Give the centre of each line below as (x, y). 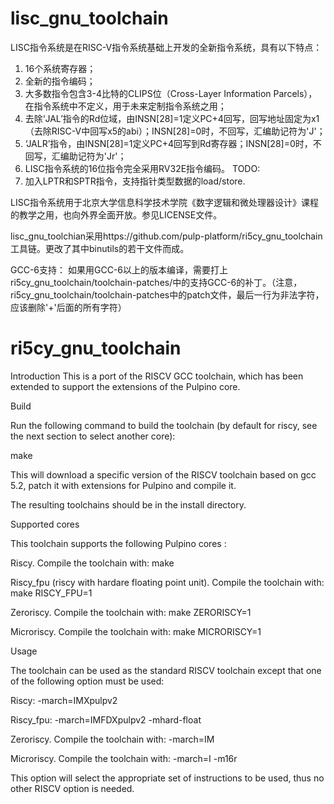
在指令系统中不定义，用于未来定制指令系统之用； (125, 106)
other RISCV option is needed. (72, 788)
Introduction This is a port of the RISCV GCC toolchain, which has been (157, 376)
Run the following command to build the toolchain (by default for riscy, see (164, 425)
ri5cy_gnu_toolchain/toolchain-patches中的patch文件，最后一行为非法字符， (167, 294)
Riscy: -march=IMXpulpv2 (64, 700)
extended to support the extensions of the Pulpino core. (125, 386)
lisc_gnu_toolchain (89, 18)
